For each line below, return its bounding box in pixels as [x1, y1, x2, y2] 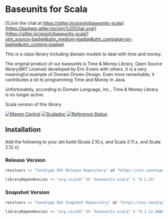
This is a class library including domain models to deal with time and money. [5, 51, 162, 57]
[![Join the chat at [5, 20, 42, 26]
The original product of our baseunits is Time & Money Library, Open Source [5, 60, 162, 66]
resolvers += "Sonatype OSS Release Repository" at [5, 168, 115, 173]
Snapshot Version [5, 188, 50, 195]
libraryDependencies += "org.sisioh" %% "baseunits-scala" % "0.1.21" [5, 176, 155, 182]
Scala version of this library [5, 101, 61, 107]
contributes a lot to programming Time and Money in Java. [5, 76, 126, 82]
